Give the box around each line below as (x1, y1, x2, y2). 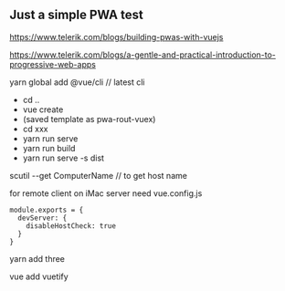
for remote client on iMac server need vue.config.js (9, 187, 203, 199)
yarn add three (9, 253, 66, 264)
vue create (22, 104, 64, 115)
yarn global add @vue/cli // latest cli (9, 77, 145, 88)
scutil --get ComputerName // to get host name (9, 170, 187, 181)
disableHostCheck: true (26, 221, 117, 231)
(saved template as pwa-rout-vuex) (22, 113, 156, 124)
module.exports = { (9, 205, 84, 214)
